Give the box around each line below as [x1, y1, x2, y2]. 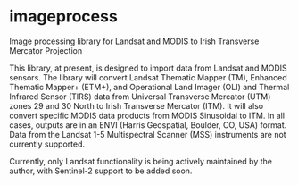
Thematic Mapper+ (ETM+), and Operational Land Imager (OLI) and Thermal [9, 81, 290, 92]
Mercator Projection [9, 45, 83, 55]
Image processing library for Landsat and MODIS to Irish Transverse [9, 36, 260, 46]
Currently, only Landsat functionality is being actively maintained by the [9, 156, 272, 166]
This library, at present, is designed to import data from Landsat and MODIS [9, 63, 287, 73]
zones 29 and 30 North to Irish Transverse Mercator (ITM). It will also [9, 100, 264, 111]
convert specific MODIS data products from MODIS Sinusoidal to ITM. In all [9, 110, 286, 121]
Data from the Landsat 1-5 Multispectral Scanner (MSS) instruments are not [9, 129, 287, 139]
